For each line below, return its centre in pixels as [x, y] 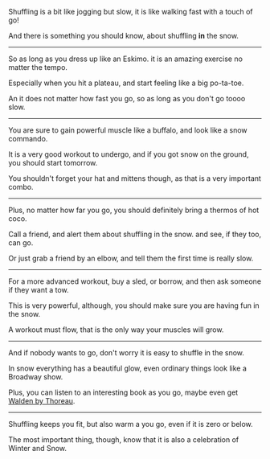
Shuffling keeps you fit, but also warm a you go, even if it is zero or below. [131, 424]
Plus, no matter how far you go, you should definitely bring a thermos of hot [134, 210]
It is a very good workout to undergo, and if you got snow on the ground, [129, 154]
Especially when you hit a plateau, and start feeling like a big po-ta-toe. [126, 83]
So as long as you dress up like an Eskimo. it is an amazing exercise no [126, 59]
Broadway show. [36, 377]
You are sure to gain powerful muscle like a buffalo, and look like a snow [128, 130]
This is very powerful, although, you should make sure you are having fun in [134, 305]
